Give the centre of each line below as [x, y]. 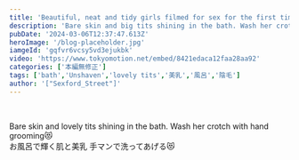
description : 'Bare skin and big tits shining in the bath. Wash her [141, 26]
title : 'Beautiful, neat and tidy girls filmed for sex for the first [143, 17]
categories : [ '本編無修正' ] [58, 68]
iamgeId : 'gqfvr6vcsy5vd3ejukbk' [71, 51]
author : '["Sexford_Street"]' [65, 84]
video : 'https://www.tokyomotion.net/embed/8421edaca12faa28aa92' [135, 59]
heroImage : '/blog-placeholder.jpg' [77, 42]
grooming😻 [31, 135]
